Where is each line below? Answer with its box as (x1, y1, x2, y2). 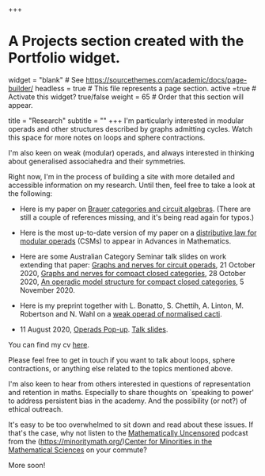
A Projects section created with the (8, 33, 244, 50)
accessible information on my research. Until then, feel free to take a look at (8, 180, 256, 190)
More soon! (8, 460, 46, 470)
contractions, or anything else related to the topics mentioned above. (8, 363, 233, 373)
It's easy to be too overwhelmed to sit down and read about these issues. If (8, 420, 254, 429)
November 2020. (19, 285, 75, 294)
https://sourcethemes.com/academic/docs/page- (85, 75, 248, 84)
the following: (8, 188, 53, 198)
